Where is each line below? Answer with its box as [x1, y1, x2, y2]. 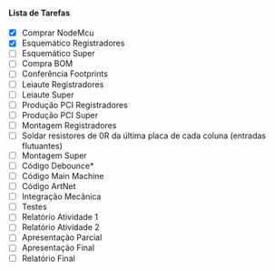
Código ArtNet [21, 181, 76, 192]
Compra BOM [21, 58, 74, 69]
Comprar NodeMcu [21, 27, 94, 38]
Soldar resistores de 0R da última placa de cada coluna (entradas [21, 130, 267, 141]
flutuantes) [21, 140, 63, 151]
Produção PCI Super [21, 109, 99, 120]
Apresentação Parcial [21, 232, 103, 243]
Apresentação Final [21, 242, 95, 254]
